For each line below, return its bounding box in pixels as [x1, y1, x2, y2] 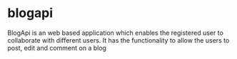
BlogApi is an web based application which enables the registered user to [7, 28, 223, 37]
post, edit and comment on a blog [7, 43, 107, 52]
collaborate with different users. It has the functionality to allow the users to [7, 36, 230, 44]
